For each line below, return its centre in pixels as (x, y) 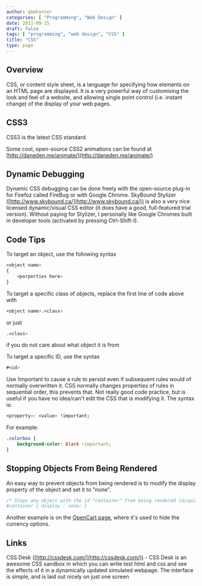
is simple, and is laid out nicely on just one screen (68, 577)
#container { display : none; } (47, 506)
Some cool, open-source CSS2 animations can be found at (79, 149)
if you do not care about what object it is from (63, 345)
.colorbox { (21, 439)
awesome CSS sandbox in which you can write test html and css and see (97, 564)
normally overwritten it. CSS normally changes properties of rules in (90, 386)
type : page (20, 46)
